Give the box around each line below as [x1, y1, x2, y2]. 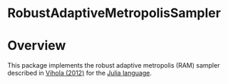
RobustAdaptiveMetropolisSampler [7, 5, 221, 21]
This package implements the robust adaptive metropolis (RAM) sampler [7, 61, 220, 70]
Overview [7, 38, 66, 54]
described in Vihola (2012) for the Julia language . [7, 69, 152, 78]
